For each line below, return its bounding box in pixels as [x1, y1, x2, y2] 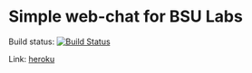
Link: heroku [8, 53, 55, 64]
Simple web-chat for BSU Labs [8, 6, 244, 27]
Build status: [8, 36, 55, 47]
